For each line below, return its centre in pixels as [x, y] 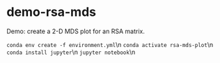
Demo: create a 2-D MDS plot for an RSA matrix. [76, 31]
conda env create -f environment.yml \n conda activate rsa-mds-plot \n [110, 44]
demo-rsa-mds [52, 12]
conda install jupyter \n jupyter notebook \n [71, 52]
